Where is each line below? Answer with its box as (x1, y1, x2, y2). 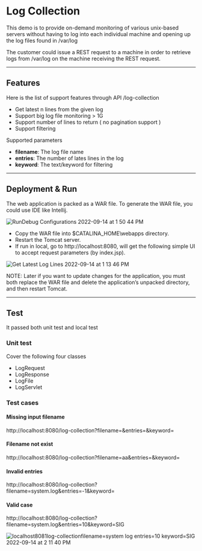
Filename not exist (6, 440, 54, 448)
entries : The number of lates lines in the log (14, 155, 124, 162)
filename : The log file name (14, 148, 84, 155)
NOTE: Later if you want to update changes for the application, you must (6, 272, 186, 279)
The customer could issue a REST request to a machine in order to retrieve (6, 48, 191, 55)
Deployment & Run (6, 184, 78, 194)
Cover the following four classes (6, 352, 87, 360)
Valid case (6, 501, 33, 508)
